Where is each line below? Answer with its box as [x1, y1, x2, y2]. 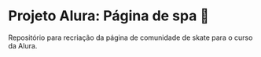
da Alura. [8, 41, 38, 50]
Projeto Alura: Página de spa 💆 [8, 7, 210, 25]
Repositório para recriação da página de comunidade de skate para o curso [8, 33, 253, 42]
